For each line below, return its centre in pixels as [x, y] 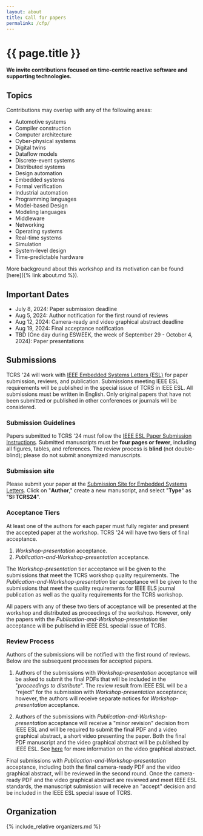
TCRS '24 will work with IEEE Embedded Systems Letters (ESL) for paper [97, 375]
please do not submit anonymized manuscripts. [83, 455]
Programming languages [46, 199]
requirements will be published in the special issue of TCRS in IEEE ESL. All [100, 387]
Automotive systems [41, 122]
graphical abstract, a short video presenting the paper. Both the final [100, 736]
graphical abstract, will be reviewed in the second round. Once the [89, 773]
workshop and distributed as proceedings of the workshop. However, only [99, 612]
